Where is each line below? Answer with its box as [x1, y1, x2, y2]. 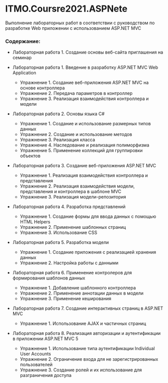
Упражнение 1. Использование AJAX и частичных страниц [20, 320, 146, 326]
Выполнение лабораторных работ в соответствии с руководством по [5, 20, 155, 26]
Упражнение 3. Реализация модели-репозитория [20, 194, 127, 200]
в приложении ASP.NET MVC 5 [12, 336, 79, 342]
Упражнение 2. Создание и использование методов [20, 131, 132, 137]
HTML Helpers [20, 219, 50, 225]
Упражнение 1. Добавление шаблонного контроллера [20, 285, 136, 291]
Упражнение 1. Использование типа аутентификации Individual [20, 346, 155, 352]
